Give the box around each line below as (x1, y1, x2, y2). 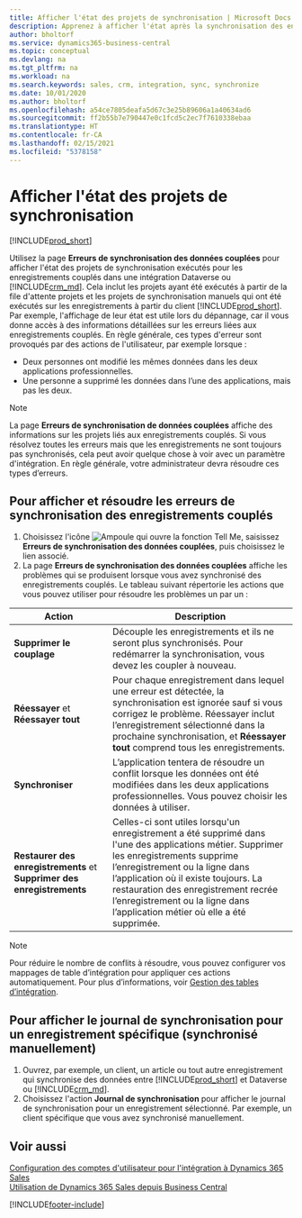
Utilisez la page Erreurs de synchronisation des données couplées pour (9, 252, 280, 263)
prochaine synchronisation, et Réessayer (111, 731, 287, 743)
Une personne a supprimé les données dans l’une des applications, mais (22, 375, 291, 386)
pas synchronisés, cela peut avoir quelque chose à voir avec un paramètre (9, 448, 286, 459)
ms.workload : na (9, 72, 70, 81)
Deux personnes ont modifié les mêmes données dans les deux (22, 356, 259, 367)
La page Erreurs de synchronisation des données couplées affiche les (22, 560, 288, 571)
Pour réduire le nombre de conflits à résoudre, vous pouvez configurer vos (9, 958, 286, 968)
